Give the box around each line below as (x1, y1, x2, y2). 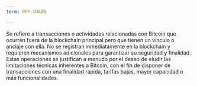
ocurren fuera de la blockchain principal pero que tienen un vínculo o (6, 36, 175, 43)
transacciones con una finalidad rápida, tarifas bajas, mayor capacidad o (6, 68, 183, 75)
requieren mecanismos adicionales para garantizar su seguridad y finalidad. (6, 49, 191, 56)
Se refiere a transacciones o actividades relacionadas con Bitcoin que (6, 30, 176, 37)
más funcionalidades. (6, 74, 59, 81)
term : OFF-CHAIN (6, 8, 46, 15)
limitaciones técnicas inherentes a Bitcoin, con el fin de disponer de (6, 62, 171, 69)
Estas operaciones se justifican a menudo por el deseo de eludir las (6, 55, 172, 62)
